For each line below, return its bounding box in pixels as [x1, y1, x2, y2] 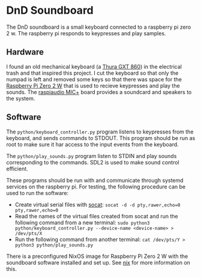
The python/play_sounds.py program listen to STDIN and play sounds [6, 152, 177, 159]
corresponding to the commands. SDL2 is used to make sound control [6, 159, 180, 166]
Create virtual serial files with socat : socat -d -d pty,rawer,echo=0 [14, 201, 181, 208]
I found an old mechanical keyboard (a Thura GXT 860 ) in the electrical [6, 63, 182, 70]
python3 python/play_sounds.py [14, 242, 94, 248]
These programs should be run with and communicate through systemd [6, 176, 184, 184]
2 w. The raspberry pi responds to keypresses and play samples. [6, 29, 166, 36]
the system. [6, 95, 35, 102]
